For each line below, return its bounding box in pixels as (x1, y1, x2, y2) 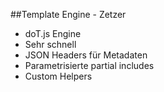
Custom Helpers (24, 70, 93, 82)
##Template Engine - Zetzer (10, 9, 127, 20)
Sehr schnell (24, 39, 77, 50)
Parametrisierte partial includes (24, 60, 155, 71)
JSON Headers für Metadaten (24, 49, 148, 61)
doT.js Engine (24, 28, 82, 39)
